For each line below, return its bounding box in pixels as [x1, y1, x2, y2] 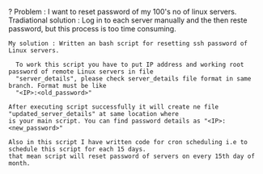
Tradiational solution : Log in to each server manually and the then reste [8, 15, 248, 25]
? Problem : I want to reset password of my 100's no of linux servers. [8, 7, 237, 16]
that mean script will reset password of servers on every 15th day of [8, 152, 255, 160]
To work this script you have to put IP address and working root [15, 60, 244, 68]
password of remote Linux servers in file [8, 68, 154, 76]
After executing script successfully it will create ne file [8, 103, 219, 111]
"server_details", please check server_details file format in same [15, 75, 252, 83]
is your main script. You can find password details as [8, 117, 201, 125]
